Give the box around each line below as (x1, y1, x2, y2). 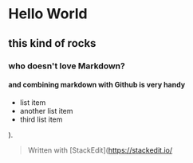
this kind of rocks (8, 37, 96, 50)
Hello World (8, 5, 88, 23)
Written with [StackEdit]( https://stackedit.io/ (27, 145, 173, 155)
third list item (19, 114, 63, 124)
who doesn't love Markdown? (8, 60, 125, 72)
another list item (19, 106, 73, 115)
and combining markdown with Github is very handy (8, 80, 186, 90)
